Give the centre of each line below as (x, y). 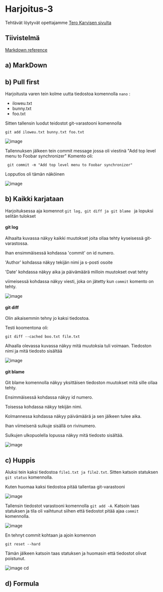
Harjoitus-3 (29, 9)
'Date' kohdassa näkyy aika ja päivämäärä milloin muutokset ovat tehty (77, 272)
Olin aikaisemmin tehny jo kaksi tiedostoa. (47, 318)
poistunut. (15, 559)
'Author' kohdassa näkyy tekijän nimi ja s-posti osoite (59, 262)
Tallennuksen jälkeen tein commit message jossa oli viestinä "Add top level (81, 151)
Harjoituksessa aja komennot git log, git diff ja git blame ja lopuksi (79, 211)
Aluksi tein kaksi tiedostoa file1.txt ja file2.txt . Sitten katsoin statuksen (82, 472)
